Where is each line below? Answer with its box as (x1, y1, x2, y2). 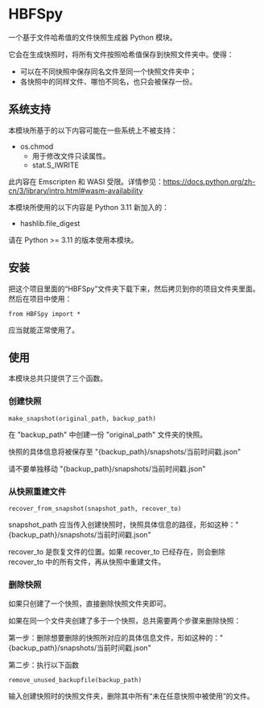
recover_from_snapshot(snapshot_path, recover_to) (8, 504, 182, 512)
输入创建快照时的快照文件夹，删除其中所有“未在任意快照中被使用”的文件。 (8, 691, 255, 701)
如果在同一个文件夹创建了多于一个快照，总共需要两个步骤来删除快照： (8, 616, 241, 626)
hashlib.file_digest (19, 218, 80, 228)
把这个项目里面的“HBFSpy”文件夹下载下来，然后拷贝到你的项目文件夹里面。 (8, 283, 260, 294)
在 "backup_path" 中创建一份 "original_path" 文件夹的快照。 (8, 430, 208, 439)
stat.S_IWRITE (31, 160, 79, 170)
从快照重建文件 (8, 486, 67, 497)
